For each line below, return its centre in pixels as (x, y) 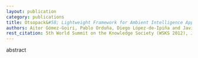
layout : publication (32, 11)
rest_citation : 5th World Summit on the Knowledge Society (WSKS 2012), (97, 33)
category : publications (35, 17)
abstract (16, 50)
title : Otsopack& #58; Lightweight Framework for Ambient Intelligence (95, 22)
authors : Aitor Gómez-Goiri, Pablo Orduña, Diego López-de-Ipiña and (93, 28)
